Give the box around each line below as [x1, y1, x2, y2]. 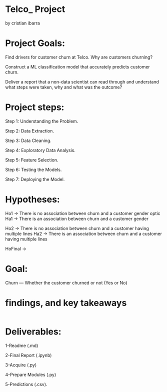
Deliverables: [5, 326, 61, 337]
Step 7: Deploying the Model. [5, 176, 65, 182]
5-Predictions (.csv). [5, 381, 47, 387]
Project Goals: [5, 37, 65, 49]
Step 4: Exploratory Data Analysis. [5, 147, 76, 153]
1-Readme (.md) [5, 342, 38, 348]
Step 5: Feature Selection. [5, 156, 58, 163]
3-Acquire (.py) [5, 361, 37, 368]
